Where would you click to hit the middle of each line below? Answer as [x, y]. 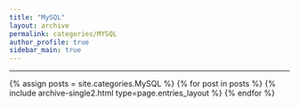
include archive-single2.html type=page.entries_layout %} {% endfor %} [142, 93]
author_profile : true [49, 42]
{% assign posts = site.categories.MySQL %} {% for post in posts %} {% [142, 84]
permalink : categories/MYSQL [63, 34]
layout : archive [39, 26]
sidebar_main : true [45, 50]
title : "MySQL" [37, 17]
